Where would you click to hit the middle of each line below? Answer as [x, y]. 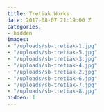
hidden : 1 [21, 98]
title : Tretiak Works [38, 14]
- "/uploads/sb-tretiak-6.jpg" [52, 78]
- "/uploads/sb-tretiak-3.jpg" [52, 59]
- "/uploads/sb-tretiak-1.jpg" [52, 46]
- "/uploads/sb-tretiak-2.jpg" [52, 72]
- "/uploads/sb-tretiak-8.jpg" [52, 91]
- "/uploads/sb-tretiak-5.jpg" [52, 53]
